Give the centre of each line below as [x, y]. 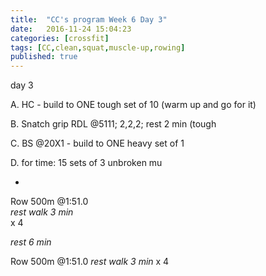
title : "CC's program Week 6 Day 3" [89, 19]
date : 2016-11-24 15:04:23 [71, 29]
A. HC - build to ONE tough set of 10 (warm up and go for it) [133, 105]
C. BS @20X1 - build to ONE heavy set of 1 [97, 143]
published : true [44, 57]
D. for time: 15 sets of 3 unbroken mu [86, 163]
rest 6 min [31, 242]
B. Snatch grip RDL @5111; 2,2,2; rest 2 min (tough [113, 124]
